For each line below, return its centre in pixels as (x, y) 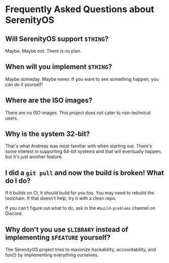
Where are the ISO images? (49, 101)
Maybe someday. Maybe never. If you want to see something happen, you (82, 79)
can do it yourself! (24, 84)
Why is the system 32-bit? (48, 134)
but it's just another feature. (34, 157)
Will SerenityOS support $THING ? (57, 39)
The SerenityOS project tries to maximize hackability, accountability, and (81, 250)
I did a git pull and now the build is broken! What (84, 173)
